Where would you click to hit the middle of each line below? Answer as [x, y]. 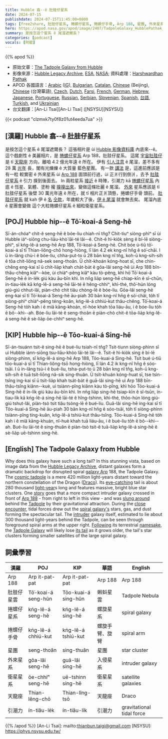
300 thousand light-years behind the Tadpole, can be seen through [74, 520]
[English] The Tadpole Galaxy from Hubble [72, 449]
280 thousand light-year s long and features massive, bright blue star [76, 488]
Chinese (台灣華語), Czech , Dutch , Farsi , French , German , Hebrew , [81, 91]
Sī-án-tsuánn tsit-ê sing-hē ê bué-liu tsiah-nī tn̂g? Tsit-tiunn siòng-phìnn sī [82, 347]
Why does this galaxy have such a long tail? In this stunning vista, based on [83, 461]
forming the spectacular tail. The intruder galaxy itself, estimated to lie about [84, 514]
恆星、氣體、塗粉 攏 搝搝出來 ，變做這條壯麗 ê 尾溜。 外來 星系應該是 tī [87, 187]
